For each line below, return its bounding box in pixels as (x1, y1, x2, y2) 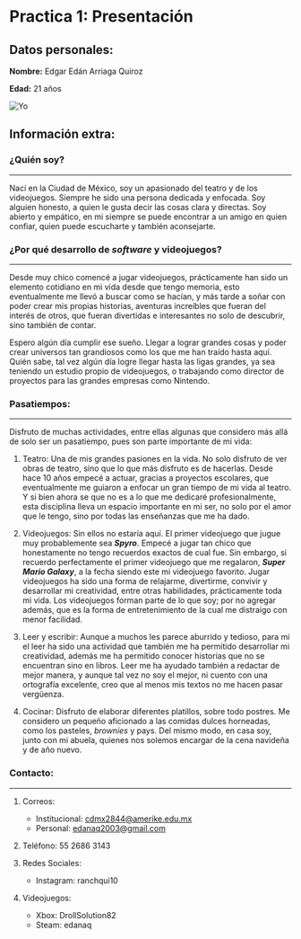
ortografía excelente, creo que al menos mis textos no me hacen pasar (21, 679, 284, 690)
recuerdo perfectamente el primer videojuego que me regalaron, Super (21, 557, 286, 568)
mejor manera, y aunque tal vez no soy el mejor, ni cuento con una (21, 669, 269, 680)
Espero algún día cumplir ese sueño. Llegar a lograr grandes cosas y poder (9, 337, 287, 348)
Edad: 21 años (9, 84, 62, 93)
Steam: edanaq (35, 919, 92, 930)
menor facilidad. (21, 614, 83, 625)
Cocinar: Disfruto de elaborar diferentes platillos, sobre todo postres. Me (21, 706, 291, 717)
